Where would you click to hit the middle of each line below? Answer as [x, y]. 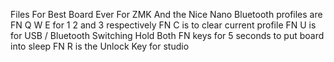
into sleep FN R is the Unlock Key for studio [100, 46]
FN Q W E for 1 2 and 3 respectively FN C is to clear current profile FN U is [163, 25]
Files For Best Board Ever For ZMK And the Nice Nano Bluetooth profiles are [166, 14]
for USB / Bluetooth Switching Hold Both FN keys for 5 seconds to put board [167, 35]
